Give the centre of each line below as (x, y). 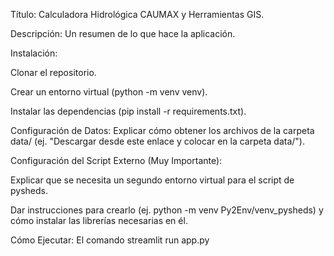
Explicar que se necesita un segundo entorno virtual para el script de (152, 180)
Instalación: (34, 53)
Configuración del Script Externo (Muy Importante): (116, 160)
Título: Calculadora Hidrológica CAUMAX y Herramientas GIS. (137, 14)
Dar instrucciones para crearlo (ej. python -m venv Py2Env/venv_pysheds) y (167, 210)
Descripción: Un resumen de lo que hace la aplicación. (123, 33)
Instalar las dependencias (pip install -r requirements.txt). (128, 111)
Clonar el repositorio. (53, 72)
